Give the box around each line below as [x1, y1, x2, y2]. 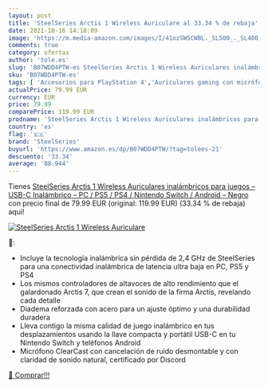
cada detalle [19, 296, 61, 305]
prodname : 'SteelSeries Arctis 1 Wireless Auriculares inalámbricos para [8, 116, 259, 123]
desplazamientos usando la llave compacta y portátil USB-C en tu [19, 330, 236, 339]
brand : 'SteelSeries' [8, 137, 81, 146]
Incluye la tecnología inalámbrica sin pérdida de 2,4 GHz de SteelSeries [19, 253, 255, 263]
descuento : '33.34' [8, 152, 73, 160]
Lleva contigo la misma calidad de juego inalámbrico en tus [19, 321, 215, 331]
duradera [19, 312, 50, 323]
